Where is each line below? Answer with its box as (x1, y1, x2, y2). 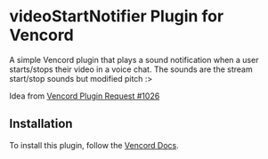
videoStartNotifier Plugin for (9, 6, 224, 27)
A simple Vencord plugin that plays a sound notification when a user (9, 54, 259, 65)
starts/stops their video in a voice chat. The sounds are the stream (9, 64, 253, 75)
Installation (9, 116, 73, 131)
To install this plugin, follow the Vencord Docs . (9, 139, 180, 150)
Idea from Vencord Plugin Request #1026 (9, 91, 160, 101)
